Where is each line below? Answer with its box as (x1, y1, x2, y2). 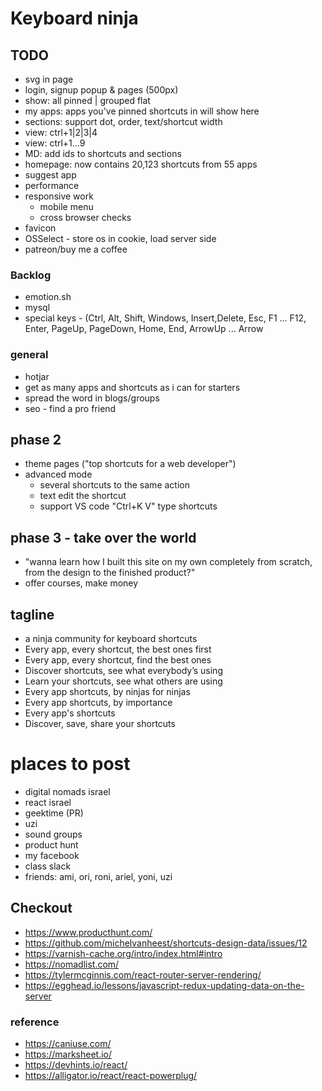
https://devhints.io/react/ (24, 1059, 128, 1071)
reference (10, 1015, 60, 1029)
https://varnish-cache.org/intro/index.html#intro (24, 947, 223, 959)
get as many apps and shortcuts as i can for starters (24, 381, 241, 393)
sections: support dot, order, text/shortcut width (24, 116, 223, 127)
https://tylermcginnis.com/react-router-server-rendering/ (24, 968, 262, 981)
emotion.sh (24, 291, 72, 303)
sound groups (24, 828, 83, 840)
